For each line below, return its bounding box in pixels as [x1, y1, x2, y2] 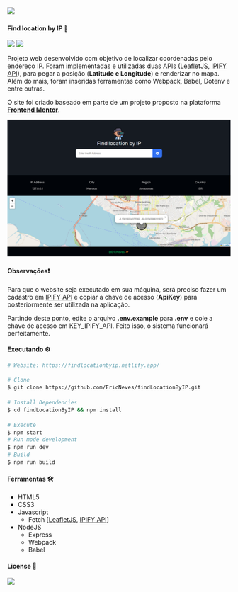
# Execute [7, 421, 37, 428]
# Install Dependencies [7, 399, 78, 406]
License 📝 [7, 562, 37, 570]
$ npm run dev [7, 444, 50, 451]
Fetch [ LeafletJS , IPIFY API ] [28, 516, 110, 524]
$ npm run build [7, 459, 55, 466]
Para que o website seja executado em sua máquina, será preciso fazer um [7, 285, 227, 293]
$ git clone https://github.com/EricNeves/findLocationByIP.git [7, 384, 201, 392]
